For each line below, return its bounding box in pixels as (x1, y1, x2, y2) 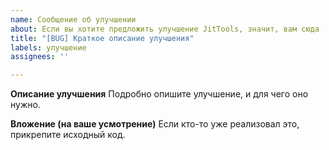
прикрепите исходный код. (10, 129, 126, 141)
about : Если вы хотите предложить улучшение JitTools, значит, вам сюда (10, 24, 320, 34)
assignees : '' (10, 52, 70, 62)
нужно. (10, 99, 41, 111)
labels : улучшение (10, 42, 87, 53)
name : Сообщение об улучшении (10, 14, 137, 25)
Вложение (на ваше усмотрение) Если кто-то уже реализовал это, (10, 118, 300, 130)
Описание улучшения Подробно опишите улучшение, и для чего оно (10, 88, 309, 100)
